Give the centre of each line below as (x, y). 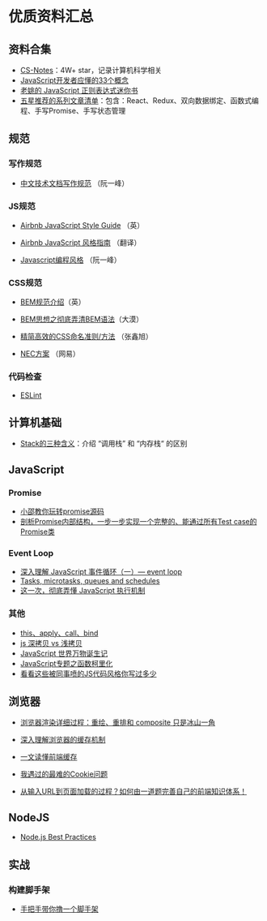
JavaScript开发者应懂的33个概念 (74, 80)
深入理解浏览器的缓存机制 (63, 740)
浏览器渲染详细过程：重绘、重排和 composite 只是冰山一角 (118, 722)
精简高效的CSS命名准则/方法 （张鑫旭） (86, 337)
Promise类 (37, 532)
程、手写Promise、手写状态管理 (73, 111)
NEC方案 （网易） (50, 354)
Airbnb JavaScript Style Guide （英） (82, 225)
